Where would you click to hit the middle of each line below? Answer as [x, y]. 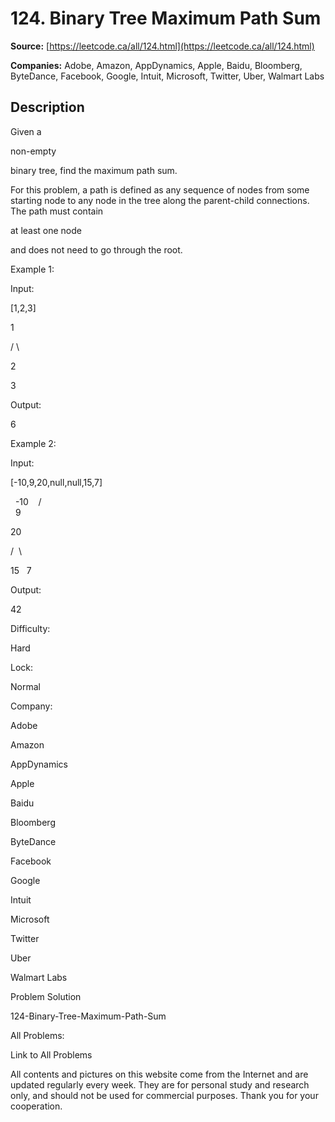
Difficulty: [30, 628]
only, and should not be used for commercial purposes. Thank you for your [164, 1095]
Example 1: [32, 269]
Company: [31, 706]
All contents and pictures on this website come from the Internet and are [159, 1074]
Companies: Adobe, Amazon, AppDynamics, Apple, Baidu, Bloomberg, [156, 65]
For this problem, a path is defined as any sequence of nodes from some [160, 189]
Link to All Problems [51, 1054]
